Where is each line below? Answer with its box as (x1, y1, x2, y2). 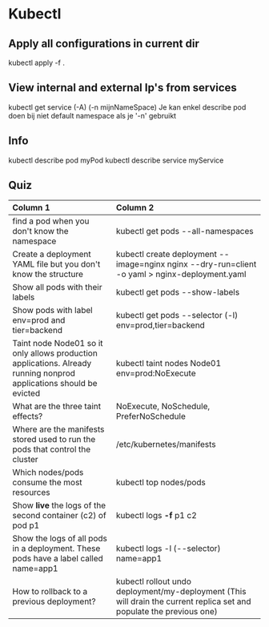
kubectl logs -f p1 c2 (115, 510, 198, 521)
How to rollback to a (12, 586, 88, 597)
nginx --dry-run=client (167, 259, 257, 270)
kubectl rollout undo (115, 576, 192, 587)
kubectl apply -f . (8, 58, 66, 67)
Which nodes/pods (12, 467, 84, 478)
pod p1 (12, 520, 40, 531)
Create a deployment (12, 249, 91, 260)
